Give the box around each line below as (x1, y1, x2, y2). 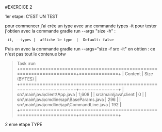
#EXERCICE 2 (5, 4, 32, 10)
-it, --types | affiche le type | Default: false (5, 37, 114, 42)
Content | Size (125, 71, 153, 77)
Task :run (16, 61, 36, 66)
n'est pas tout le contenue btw (5, 51, 66, 57)
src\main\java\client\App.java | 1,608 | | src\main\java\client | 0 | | (16, 92, 146, 97)
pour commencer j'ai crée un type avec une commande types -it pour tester (5, 23, 157, 29)
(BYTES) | (16, 76, 37, 82)
